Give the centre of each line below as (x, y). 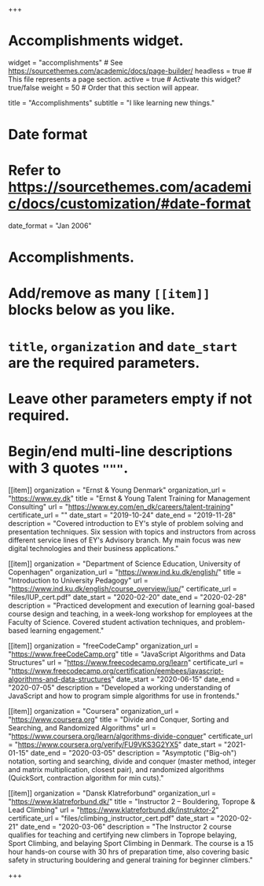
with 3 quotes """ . (68, 468)
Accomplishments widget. (96, 41)
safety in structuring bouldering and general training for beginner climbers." (131, 860)
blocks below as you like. (92, 310)
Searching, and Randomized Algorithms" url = (82, 727)
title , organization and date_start (123, 346)
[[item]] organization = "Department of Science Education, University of (125, 564)
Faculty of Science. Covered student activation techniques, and (111, 622)
